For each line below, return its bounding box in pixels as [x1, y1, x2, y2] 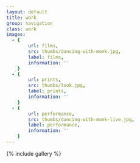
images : [6, 32, 26, 38]
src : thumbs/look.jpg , [28, 83, 86, 89]
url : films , [28, 43, 59, 49]
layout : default [6, 9, 47, 15]
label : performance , [28, 122, 80, 128]
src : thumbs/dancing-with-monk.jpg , [28, 49, 121, 55]
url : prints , [28, 77, 61, 83]
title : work [6, 15, 37, 21]
